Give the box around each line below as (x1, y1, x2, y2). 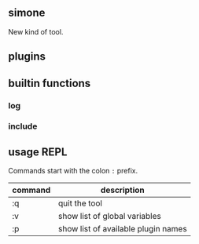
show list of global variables (57, 211, 161, 222)
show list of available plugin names (57, 224, 187, 235)
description (101, 184, 146, 195)
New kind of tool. (8, 27, 64, 36)
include (8, 121, 38, 132)
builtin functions (8, 76, 91, 89)
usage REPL (8, 145, 68, 158)
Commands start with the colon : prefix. (8, 166, 138, 176)
